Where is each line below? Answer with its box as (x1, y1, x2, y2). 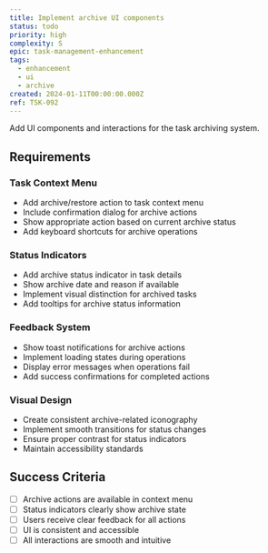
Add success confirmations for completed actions (22, 370, 211, 382)
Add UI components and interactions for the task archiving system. (9, 123, 260, 134)
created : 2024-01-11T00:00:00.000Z (9, 89, 144, 98)
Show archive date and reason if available (22, 279, 180, 290)
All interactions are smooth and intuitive (22, 535, 172, 546)
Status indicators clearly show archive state (22, 504, 186, 515)
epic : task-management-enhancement (9, 47, 144, 56)
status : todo (9, 22, 59, 31)
